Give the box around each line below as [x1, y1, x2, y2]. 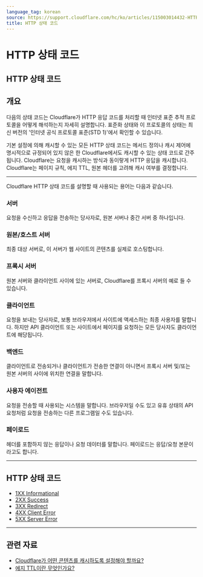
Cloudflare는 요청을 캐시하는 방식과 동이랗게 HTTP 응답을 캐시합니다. [24, 156, 188, 164]
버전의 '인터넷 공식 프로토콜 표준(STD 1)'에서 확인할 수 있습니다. [12, 128, 163, 136]
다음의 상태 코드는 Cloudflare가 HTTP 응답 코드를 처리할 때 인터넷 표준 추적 [6, 113, 185, 121]
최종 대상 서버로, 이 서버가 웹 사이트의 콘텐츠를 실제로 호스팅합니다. [6, 245, 164, 253]
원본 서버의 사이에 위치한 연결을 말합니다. [6, 370, 103, 378]
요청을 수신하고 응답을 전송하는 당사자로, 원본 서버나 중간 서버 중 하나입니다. [6, 214, 185, 221]
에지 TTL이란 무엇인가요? [14, 564, 75, 572]
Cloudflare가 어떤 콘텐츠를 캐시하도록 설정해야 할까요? [14, 557, 144, 564]
